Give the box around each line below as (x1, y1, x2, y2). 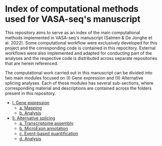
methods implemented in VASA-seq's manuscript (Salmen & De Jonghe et (5, 35, 152, 41)
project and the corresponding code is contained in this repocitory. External (5, 45, 156, 51)
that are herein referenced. (5, 60, 59, 66)
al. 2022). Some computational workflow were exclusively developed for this (5, 40, 158, 45)
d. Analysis (19, 135, 42, 141)
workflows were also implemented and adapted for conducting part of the (5, 50, 152, 56)
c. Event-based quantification (19, 131, 78, 136)
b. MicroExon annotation (19, 125, 68, 131)
